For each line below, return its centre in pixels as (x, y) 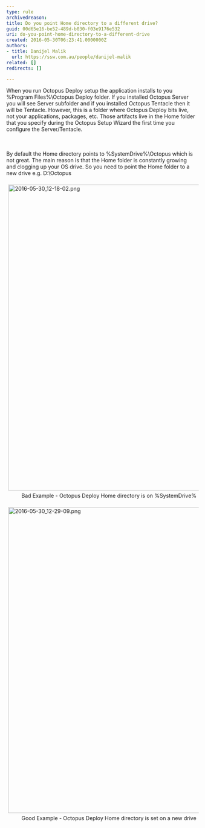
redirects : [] (24, 68)
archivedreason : (27, 18)
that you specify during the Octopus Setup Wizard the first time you (91, 123)
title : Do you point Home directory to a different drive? (82, 23)
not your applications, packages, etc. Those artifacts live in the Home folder (101, 116)
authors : (17, 46)
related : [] (21, 62)
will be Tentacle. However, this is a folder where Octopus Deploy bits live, (98, 110)
